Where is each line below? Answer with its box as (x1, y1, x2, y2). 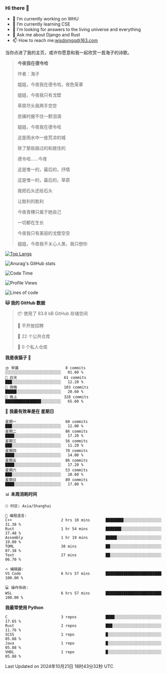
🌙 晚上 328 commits (5, 394, 89, 399)
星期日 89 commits (5, 477, 88, 482)
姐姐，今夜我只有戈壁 (17, 92, 61, 98)
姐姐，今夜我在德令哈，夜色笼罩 (17, 81, 83, 87)
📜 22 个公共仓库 (17, 333, 50, 339)
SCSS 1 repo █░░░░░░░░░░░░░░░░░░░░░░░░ (5, 632, 162, 637)
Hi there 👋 (5, 4, 30, 11)
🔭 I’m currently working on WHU (12, 16, 79, 22)
